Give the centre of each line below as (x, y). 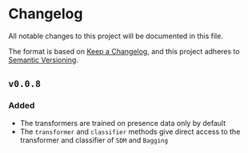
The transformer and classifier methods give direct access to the (130, 131)
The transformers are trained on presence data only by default (123, 123)
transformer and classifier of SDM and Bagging (94, 139)
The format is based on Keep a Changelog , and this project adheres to (124, 51)
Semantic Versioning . (43, 60)
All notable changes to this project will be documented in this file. (116, 36)
